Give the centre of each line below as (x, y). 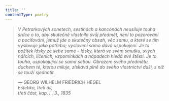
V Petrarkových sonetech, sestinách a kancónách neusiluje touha (87, 29)
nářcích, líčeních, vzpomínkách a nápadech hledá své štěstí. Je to (87, 56)
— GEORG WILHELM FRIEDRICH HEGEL (59, 82)
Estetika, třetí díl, (35, 87)
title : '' (16, 10)
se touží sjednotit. (36, 72)
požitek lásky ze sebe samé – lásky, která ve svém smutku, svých (87, 51)
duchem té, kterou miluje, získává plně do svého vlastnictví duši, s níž (91, 67)
